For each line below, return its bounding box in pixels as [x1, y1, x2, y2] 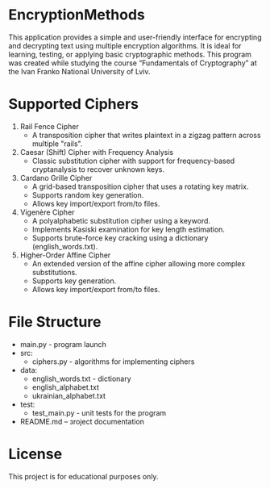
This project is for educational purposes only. [8, 471, 159, 481]
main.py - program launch [19, 339, 107, 349]
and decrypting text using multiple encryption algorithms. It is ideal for [8, 40, 242, 50]
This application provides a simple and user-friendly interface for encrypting [8, 32, 262, 42]
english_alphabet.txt [31, 382, 99, 392]
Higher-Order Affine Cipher [19, 250, 111, 260]
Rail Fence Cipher [19, 121, 79, 131]
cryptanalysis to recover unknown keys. [31, 164, 165, 174]
